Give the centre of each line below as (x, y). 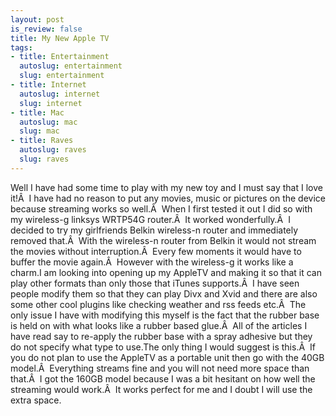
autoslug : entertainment (71, 66)
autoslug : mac (48, 122)
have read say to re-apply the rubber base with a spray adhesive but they (161, 336)
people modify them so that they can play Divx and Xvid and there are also (164, 293)
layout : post (37, 19)
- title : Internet (48, 85)
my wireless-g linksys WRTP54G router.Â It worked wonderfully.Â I (150, 219)
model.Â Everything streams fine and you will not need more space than (160, 368)
